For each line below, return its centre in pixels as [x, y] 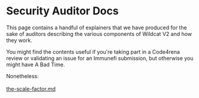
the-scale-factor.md [31, 88]
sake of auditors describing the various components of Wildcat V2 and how [99, 33]
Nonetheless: [22, 76]
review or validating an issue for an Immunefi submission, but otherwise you [100, 58]
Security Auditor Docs [62, 11]
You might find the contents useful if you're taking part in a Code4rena [93, 51]
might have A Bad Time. [36, 65]
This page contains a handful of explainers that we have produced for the [97, 27]
